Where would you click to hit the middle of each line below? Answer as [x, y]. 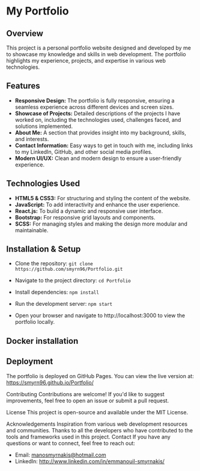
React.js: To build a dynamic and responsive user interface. [89, 211]
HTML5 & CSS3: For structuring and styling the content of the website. [103, 198]
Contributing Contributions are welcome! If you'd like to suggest [86, 394]
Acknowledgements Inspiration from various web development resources [97, 424]
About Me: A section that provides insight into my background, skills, [100, 132]
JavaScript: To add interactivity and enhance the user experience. [97, 204]
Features [23, 86]
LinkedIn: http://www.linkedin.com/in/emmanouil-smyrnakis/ [90, 461]
